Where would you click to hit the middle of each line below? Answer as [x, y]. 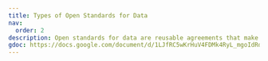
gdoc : [17, 45]
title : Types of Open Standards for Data [78, 15]
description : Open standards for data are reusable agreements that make [134, 38]
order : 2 [30, 30]
